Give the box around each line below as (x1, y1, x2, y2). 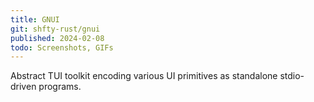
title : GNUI (10, 14, 60, 25)
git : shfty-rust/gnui (10, 24, 101, 34)
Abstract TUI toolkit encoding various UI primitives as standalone (10, 70, 278, 82)
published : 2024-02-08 (10, 33, 105, 43)
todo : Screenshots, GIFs (10, 42, 114, 53)
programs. (38, 81, 82, 93)
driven (10, 81, 37, 93)
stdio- (279, 70, 305, 82)
